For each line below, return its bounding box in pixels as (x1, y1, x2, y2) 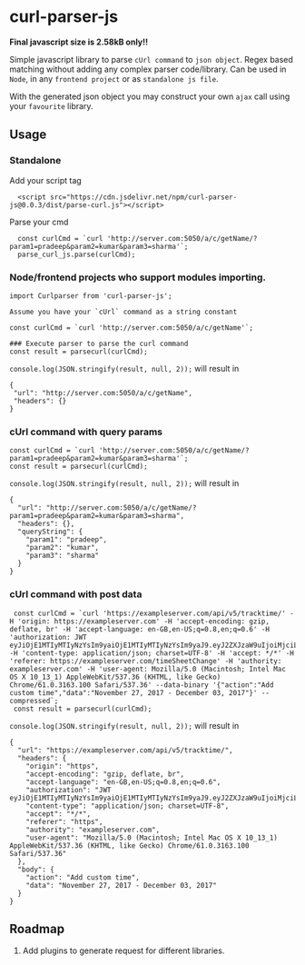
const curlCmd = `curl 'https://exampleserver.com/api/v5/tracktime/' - (13, 609, 295, 618)
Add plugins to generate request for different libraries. (22, 945, 225, 956)
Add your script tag (9, 174, 82, 185)
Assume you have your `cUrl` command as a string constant (9, 307, 238, 316)
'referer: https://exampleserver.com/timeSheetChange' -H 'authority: (9, 656, 282, 665)
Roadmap (9, 920, 65, 937)
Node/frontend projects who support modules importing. (9, 271, 266, 284)
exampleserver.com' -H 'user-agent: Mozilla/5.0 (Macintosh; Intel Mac (9, 664, 286, 673)
